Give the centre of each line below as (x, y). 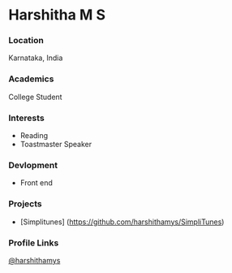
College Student (35, 97)
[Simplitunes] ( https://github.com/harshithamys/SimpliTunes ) (122, 222)
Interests (26, 118)
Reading (34, 136)
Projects (25, 204)
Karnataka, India (36, 58)
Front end (36, 183)
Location (26, 41)
